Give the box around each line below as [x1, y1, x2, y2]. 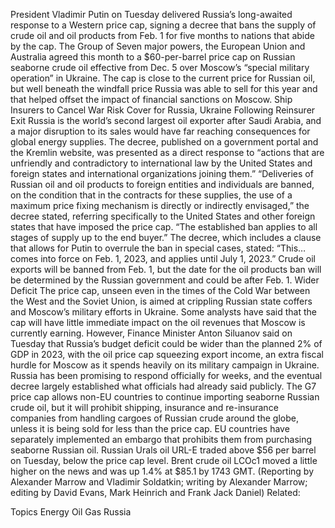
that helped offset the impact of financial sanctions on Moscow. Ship [10, 94, 293, 105]
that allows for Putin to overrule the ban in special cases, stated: [10, 242, 275, 254]
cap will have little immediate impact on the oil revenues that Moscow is [10, 317, 306, 328]
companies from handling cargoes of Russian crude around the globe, [10, 412, 299, 424]
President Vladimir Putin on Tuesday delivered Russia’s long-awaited [10, 9, 293, 20]
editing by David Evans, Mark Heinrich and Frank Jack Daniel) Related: [10, 487, 301, 498]
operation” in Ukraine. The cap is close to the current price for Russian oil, [10, 72, 316, 84]
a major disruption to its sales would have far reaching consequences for [10, 125, 311, 137]
